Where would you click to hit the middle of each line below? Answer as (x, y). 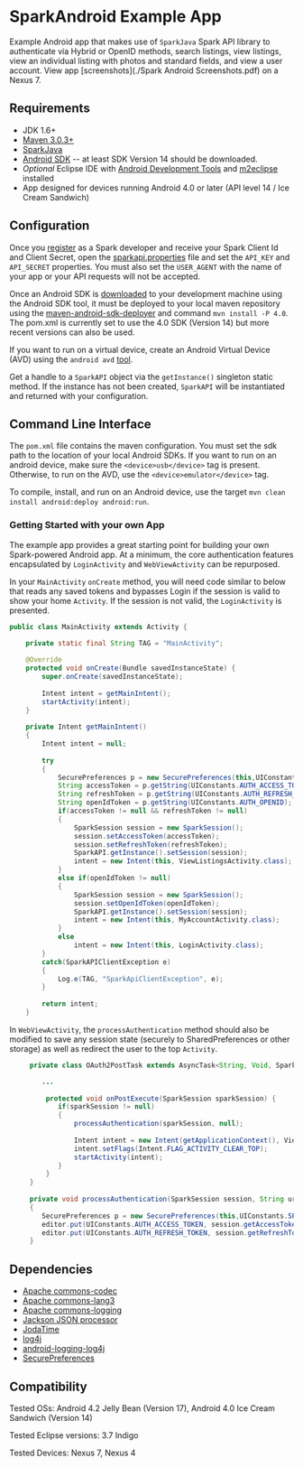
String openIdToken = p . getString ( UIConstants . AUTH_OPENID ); (175, 803)
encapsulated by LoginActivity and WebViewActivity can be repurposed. (145, 564)
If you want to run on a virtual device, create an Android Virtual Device (140, 349)
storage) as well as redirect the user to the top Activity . (114, 1048)
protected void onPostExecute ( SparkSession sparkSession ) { (161, 1099)
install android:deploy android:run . (79, 502)
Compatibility (48, 1386)
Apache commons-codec (69, 1291)
